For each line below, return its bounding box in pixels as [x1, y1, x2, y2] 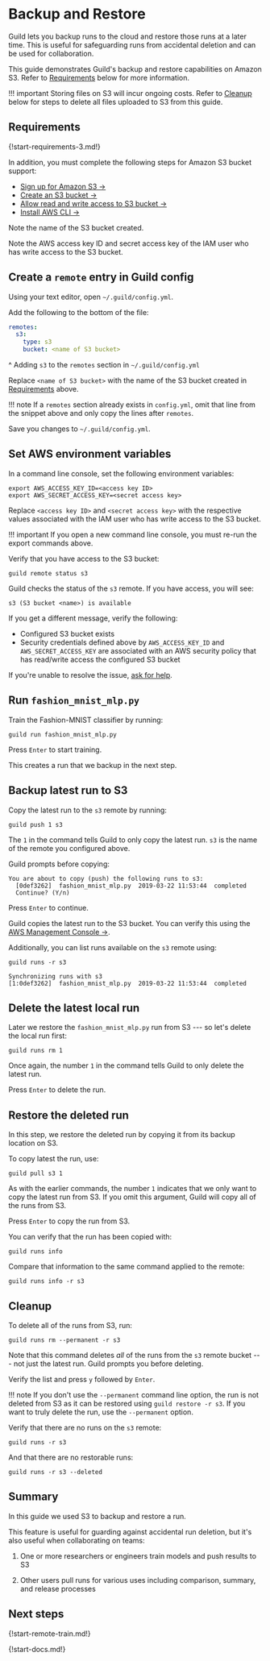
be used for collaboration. [8, 48, 94, 58]
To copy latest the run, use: [8, 1154, 99, 1164]
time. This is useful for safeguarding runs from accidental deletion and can [8, 39, 256, 49]
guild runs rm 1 [8, 1047, 63, 1055]
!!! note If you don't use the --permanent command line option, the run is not [8, 1389, 260, 1399]
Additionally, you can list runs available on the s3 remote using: [8, 942, 218, 952]
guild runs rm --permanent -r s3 [8, 1335, 121, 1344]
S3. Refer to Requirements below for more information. [8, 73, 190, 82]
